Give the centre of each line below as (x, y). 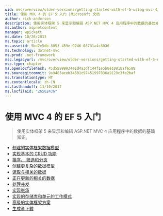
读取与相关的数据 (29, 172)
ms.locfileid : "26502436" (31, 91)
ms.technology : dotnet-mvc (32, 50)
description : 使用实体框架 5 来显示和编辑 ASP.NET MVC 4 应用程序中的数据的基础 (80, 23)
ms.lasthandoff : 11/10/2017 (33, 87)
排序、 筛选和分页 (30, 160)
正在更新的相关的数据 (33, 178)
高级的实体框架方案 (31, 202)
